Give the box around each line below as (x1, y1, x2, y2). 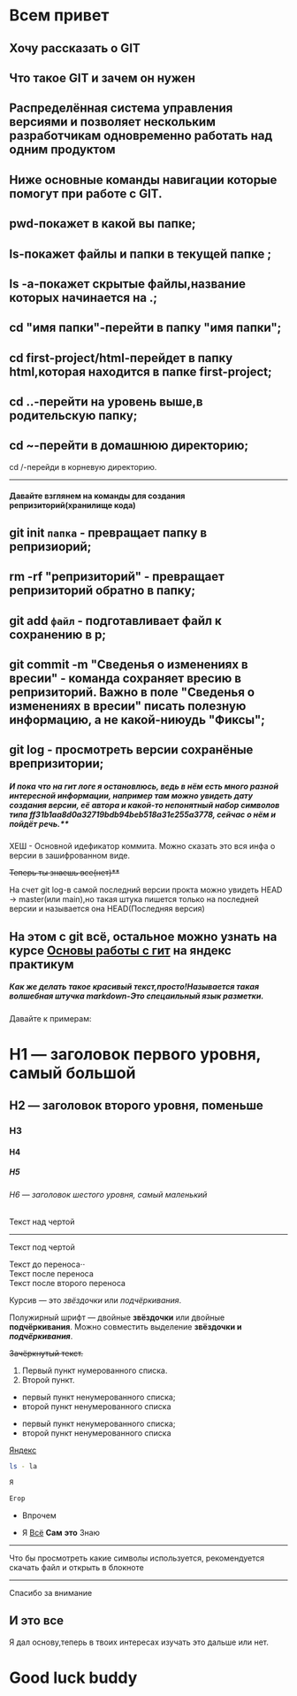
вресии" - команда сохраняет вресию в (9, 671, 241, 686)
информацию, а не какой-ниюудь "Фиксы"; (9, 713, 265, 728)
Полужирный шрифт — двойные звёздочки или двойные (9, 1312, 225, 1323)
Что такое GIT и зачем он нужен (9, 70, 196, 85)
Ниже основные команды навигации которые (9, 172, 278, 187)
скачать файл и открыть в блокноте (9, 1562, 144, 1573)
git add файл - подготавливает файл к (9, 613, 223, 628)
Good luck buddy (9, 1668, 138, 1688)
